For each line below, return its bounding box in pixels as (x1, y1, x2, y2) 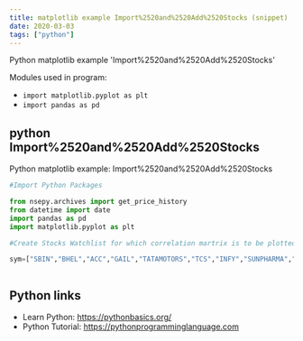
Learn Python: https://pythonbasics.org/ (22, 312, 172, 323)
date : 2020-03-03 (9, 22, 75, 31)
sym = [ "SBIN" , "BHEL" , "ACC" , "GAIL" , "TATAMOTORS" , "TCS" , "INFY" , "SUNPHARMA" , (9, 254, 293, 264)
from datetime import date (9, 205, 111, 215)
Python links (9, 288, 81, 303)
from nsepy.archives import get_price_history (9, 198, 188, 207)
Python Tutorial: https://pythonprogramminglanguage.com (22, 321, 240, 332)
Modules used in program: (9, 72, 107, 83)
